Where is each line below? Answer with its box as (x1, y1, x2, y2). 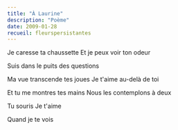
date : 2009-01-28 (7, 23, 57, 30)
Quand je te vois (7, 115, 54, 124)
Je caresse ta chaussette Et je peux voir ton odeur (7, 48, 151, 57)
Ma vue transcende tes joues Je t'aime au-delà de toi (7, 75, 159, 84)
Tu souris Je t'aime (7, 102, 62, 111)
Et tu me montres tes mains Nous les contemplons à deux (7, 89, 172, 97)
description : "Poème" (7, 17, 70, 24)
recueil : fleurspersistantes (7, 29, 91, 37)
